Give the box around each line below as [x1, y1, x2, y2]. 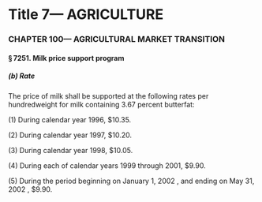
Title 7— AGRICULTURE [8, 6, 164, 24]
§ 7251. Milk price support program [8, 53, 125, 62]
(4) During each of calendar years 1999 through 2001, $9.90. [8, 160, 207, 170]
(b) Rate [8, 71, 36, 80]
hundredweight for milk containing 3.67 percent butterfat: [8, 99, 195, 109]
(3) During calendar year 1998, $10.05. [8, 145, 133, 155]
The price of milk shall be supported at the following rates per [8, 91, 209, 100]
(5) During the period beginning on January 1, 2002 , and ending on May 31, [8, 176, 255, 185]
